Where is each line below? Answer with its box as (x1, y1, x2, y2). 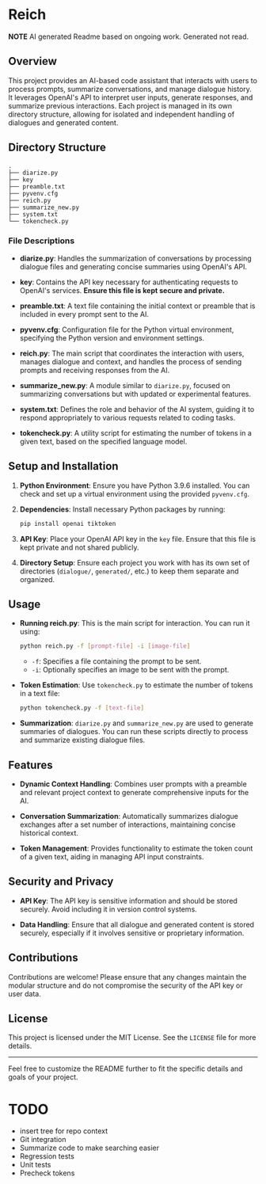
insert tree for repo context (19, 1126, 108, 1136)
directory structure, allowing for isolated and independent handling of (8, 109, 235, 119)
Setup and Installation (8, 459, 119, 473)
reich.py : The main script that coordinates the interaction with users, (19, 348, 245, 358)
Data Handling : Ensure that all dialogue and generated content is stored (19, 919, 255, 929)
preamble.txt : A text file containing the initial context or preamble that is (19, 301, 256, 310)
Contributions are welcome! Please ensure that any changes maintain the (8, 972, 247, 981)
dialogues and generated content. (8, 117, 119, 128)
